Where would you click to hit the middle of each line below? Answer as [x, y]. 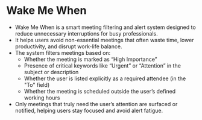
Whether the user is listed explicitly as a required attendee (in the [105, 78]
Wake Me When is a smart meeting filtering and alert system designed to [105, 27]
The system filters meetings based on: [63, 52]
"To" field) [37, 84]
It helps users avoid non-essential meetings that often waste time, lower [104, 40]
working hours [42, 98]
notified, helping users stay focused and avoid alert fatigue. [89, 110]
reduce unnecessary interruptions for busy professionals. [86, 33]
